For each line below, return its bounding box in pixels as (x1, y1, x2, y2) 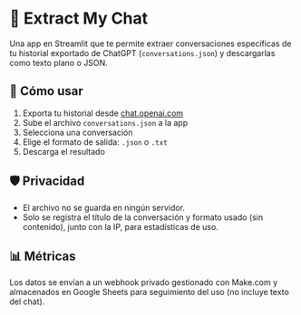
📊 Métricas (9, 248, 76, 263)
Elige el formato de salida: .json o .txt (22, 136, 168, 148)
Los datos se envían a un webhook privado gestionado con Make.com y (9, 277, 278, 288)
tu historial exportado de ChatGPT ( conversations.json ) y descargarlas (9, 47, 276, 58)
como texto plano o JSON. (9, 57, 108, 68)
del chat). (9, 296, 45, 307)
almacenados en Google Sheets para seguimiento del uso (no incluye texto (9, 287, 290, 298)
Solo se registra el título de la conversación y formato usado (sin (22, 212, 264, 223)
